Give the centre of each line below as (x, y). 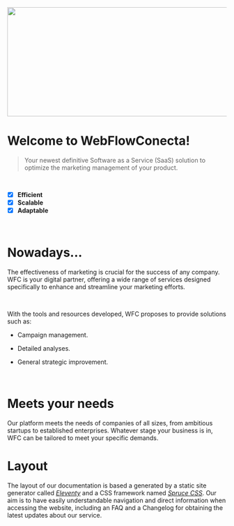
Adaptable (33, 211)
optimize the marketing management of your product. (101, 168)
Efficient (30, 194)
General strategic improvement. (63, 362)
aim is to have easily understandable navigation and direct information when (117, 500)
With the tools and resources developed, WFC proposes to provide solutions (117, 314)
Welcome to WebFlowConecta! (99, 141)
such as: (19, 321)
